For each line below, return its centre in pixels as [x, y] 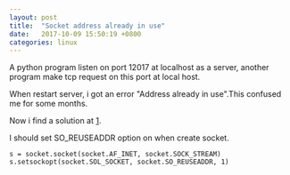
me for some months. [49, 104]
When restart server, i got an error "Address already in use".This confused [145, 94]
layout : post [33, 17]
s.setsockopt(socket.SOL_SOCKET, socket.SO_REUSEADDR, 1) [119, 162]
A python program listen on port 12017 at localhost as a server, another [139, 68]
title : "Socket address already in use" [87, 26]
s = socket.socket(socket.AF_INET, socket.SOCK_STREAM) [115, 155]
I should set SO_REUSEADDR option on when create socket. [119, 138]
